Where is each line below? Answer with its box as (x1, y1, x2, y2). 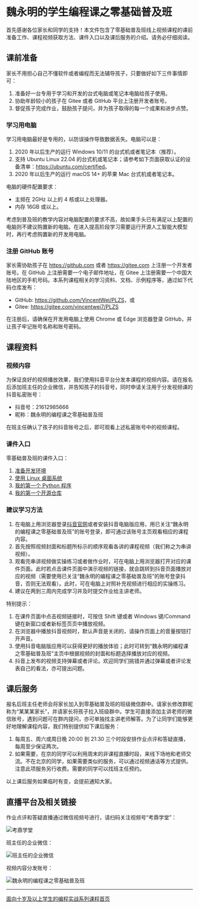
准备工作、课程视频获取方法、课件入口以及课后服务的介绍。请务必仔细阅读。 (6, 33, 193, 40)
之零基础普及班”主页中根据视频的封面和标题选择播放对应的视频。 (14, 649, 173, 657)
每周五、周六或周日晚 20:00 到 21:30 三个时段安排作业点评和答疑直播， (14, 736, 189, 743)
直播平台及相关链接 (6, 797, 76, 807)
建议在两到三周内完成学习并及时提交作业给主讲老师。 (14, 587, 145, 595)
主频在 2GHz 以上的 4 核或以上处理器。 (14, 196, 111, 203)
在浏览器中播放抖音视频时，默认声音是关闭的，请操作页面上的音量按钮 (14, 627, 187, 634)
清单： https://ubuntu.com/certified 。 (20, 163, 111, 170)
